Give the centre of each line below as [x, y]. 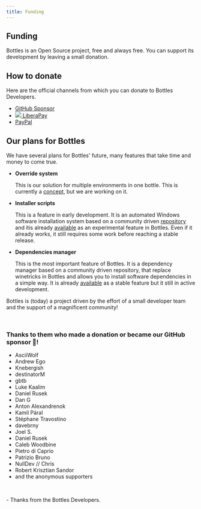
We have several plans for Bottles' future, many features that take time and [98, 156]
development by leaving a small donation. [58, 57]
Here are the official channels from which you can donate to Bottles [90, 90]
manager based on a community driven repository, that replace [93, 270]
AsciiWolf [27, 355]
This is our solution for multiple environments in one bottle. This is [96, 185]
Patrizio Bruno [32, 457]
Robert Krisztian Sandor [44, 470]
